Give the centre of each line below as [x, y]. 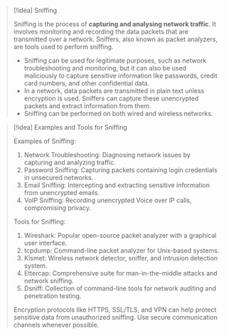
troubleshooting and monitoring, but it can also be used [105, 68]
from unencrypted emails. [62, 193]
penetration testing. [53, 296]
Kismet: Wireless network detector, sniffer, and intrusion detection [121, 258]
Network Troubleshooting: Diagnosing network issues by [107, 155]
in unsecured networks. [59, 178]
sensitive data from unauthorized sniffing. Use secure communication [115, 317]
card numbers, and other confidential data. [87, 83]
